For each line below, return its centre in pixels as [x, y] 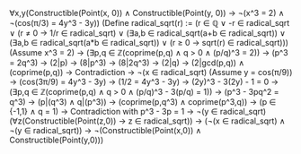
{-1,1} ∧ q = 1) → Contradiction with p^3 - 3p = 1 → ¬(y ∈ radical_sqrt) [138, 111]
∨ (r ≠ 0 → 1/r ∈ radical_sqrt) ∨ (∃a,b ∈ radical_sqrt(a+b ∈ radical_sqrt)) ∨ [147, 33]
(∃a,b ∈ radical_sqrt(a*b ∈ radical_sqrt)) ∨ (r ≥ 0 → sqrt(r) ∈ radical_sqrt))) [149, 43]
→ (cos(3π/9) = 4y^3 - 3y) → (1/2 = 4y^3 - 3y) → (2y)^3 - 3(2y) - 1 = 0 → [144, 81]
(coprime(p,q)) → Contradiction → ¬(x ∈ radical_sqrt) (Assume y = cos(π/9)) [151, 72]
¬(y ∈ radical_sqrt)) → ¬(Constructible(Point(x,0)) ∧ [106, 130]
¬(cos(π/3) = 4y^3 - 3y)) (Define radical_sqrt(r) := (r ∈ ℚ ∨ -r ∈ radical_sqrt [150, 23]
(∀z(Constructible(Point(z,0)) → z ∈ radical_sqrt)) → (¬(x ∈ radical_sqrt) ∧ [147, 121]
